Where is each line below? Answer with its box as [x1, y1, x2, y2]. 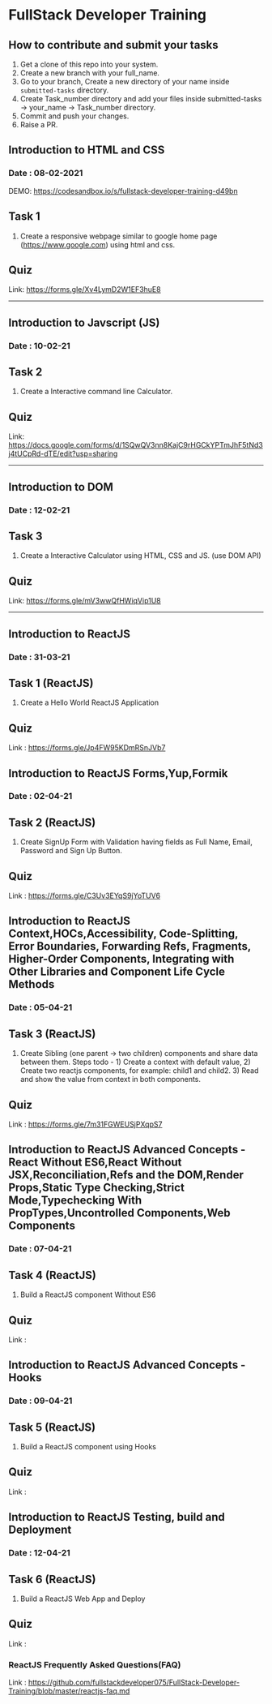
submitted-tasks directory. [19, 85, 109, 95]
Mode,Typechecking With [8, 1194, 142, 1208]
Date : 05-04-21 [8, 1002, 73, 1013]
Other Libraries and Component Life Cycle [8, 965, 225, 979]
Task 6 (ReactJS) [8, 1572, 96, 1586]
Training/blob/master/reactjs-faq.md [8, 1686, 130, 1696]
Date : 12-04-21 [8, 1547, 70, 1559]
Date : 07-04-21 [8, 1243, 72, 1255]
